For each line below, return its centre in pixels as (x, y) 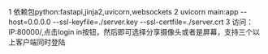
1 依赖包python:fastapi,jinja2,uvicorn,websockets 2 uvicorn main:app (123, 12)
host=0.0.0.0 (30, 22)
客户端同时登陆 (40, 42)
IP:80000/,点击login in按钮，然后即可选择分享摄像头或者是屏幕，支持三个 (131, 32)
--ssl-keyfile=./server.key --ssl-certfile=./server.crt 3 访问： (153, 22)
